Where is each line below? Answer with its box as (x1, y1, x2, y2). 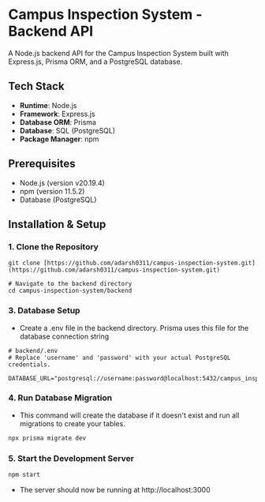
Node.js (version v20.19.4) (19, 178, 105, 187)
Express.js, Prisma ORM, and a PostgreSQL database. (8, 57, 183, 66)
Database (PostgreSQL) (19, 195, 97, 204)
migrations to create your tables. (19, 418, 126, 428)
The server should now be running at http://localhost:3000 (19, 485, 211, 494)
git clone (8, 259, 41, 268)
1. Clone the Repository (8, 241, 99, 252)
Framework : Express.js (19, 109, 96, 118)
